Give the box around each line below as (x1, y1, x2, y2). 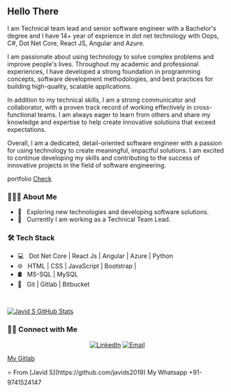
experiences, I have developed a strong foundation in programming (7, 67, 201, 75)
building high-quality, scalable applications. (7, 82, 133, 90)
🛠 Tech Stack (7, 233, 55, 243)
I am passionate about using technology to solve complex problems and (7, 52, 214, 61)
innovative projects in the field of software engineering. (7, 160, 166, 169)
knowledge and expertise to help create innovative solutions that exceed (7, 118, 216, 126)
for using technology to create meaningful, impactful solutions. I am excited (7, 146, 225, 154)
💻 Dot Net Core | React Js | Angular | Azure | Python (17, 252, 173, 260)
